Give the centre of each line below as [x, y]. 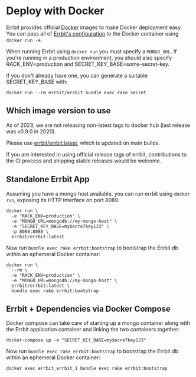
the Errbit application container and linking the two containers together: [93, 330]
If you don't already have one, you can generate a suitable [77, 75]
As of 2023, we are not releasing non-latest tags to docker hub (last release [98, 125]
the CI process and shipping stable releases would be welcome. [84, 161]
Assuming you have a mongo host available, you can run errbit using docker [98, 193]
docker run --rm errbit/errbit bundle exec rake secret [76, 92]
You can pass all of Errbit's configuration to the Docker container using [92, 33]
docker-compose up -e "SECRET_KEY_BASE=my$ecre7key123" [76, 340]
